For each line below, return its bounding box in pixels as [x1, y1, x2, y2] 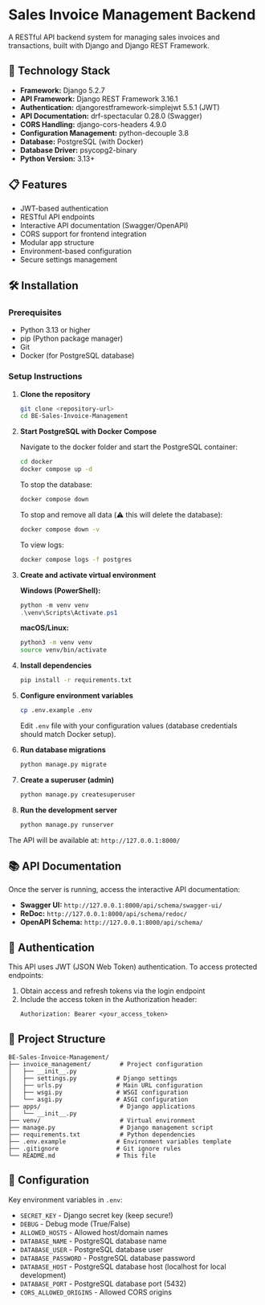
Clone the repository [19, 389, 91, 399]
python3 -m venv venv [19, 639, 93, 647]
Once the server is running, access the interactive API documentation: [8, 885, 241, 894]
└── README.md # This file [8, 1152, 157, 1160]
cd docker [19, 458, 54, 466]
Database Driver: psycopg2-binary [19, 145, 137, 154]
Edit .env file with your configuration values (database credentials [19, 721, 238, 730]
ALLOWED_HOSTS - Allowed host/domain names [19, 1227, 169, 1237]
